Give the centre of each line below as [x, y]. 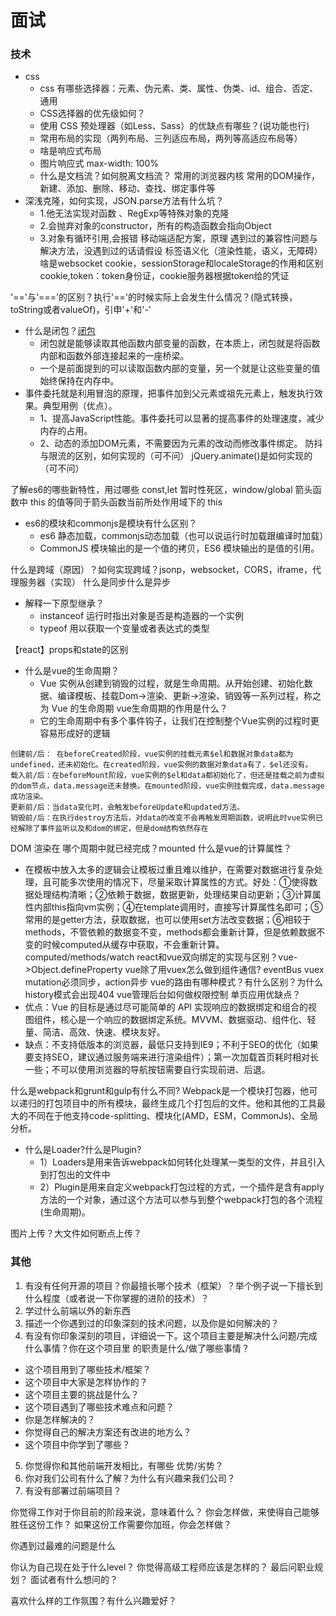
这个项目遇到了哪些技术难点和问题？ [99, 1407]
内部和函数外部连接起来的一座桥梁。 [114, 356]
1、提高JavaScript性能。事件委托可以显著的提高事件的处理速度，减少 [182, 418]
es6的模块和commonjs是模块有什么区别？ [111, 523]
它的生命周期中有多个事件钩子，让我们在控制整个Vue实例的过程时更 [179, 721]
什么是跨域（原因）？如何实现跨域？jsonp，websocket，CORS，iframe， [161, 570]
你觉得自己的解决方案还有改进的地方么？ [108, 1432]
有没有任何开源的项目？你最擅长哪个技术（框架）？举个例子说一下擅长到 [173, 1285]
